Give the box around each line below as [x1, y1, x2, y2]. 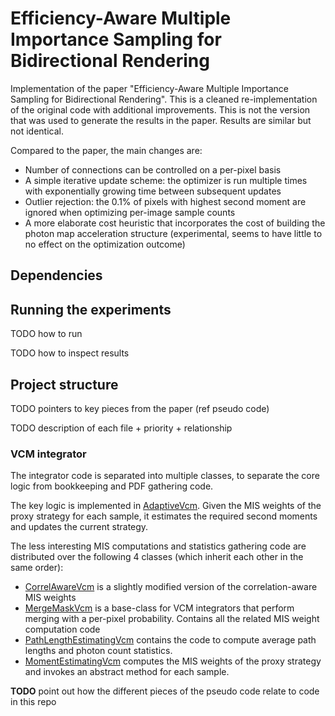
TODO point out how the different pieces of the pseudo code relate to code [10, 685, 320, 697]
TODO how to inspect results [10, 347, 130, 359]
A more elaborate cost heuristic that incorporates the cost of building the [24, 217, 326, 229]
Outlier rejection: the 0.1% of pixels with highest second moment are [24, 195, 307, 207]
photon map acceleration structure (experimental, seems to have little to [24, 227, 323, 239]
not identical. [10, 125, 64, 137]
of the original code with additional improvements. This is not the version [10, 103, 311, 116]
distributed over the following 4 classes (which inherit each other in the [10, 551, 304, 563]
